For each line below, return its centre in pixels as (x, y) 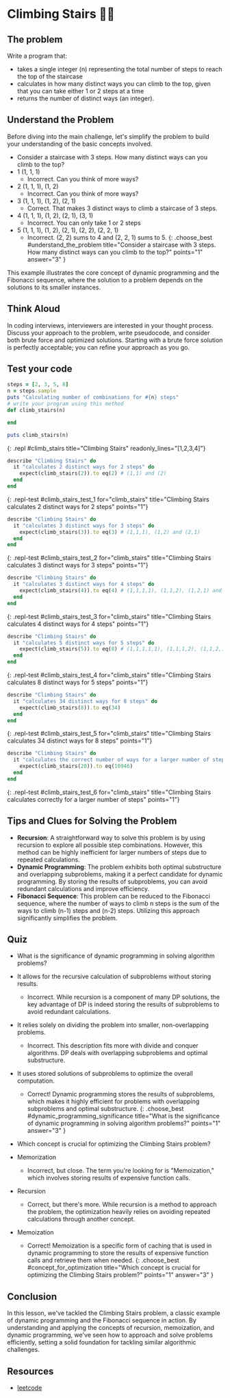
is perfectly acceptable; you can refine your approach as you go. (99, 347)
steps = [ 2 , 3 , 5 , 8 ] (38, 385)
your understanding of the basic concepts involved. (80, 144)
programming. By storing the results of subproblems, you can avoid (112, 881)
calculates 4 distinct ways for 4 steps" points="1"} (78, 624)
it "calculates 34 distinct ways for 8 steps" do (85, 701)
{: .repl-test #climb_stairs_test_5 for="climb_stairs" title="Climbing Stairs (109, 734)
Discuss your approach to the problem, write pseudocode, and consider (108, 332)
